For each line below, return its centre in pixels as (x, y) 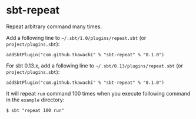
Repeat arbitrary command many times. (54, 26)
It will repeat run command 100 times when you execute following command (98, 93)
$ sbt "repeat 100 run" (35, 110)
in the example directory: (35, 100)
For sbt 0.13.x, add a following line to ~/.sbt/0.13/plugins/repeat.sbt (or (95, 66)
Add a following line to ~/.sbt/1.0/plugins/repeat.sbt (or (76, 38)
